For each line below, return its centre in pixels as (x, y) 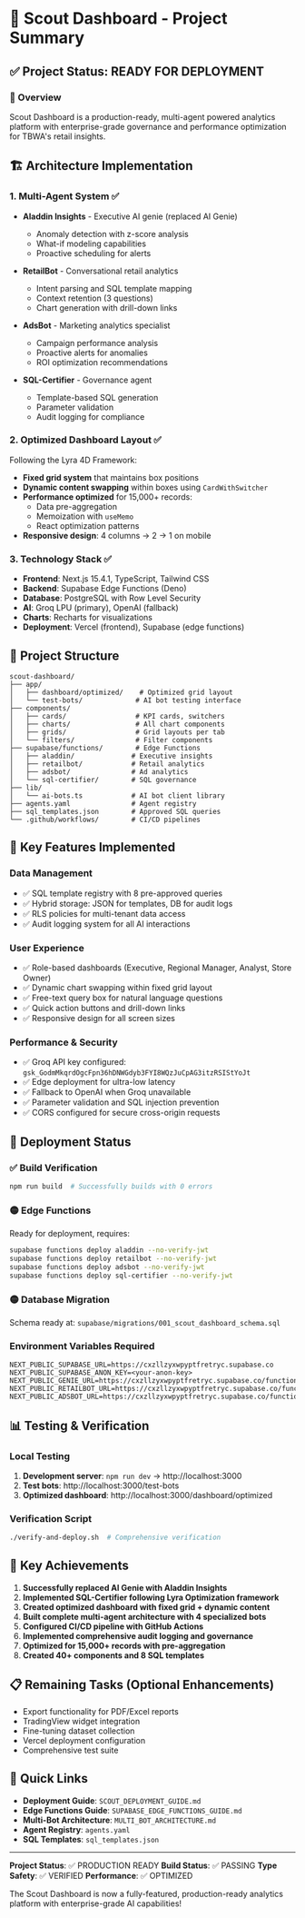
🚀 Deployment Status (70, 1142)
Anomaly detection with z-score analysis (112, 234)
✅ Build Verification (54, 1168)
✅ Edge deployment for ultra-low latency (99, 1082)
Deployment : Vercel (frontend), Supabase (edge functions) (133, 627)
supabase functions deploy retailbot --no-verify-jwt (113, 1258)
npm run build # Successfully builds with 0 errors (111, 1186)
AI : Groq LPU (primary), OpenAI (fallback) (100, 608)
